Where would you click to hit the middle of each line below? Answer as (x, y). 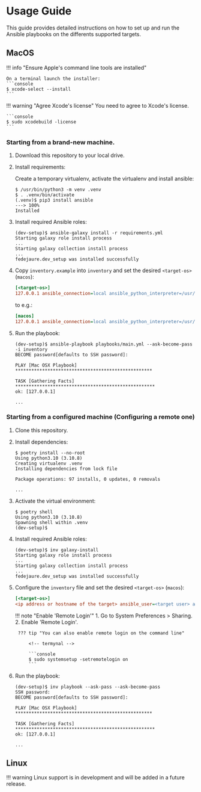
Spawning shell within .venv (51, 522)
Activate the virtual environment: (55, 501)
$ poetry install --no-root (50, 453)
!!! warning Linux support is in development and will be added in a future (95, 778)
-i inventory (31, 349)
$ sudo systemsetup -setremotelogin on (78, 659)
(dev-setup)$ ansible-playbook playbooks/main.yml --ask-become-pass (104, 344)
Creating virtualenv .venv (49, 463)
